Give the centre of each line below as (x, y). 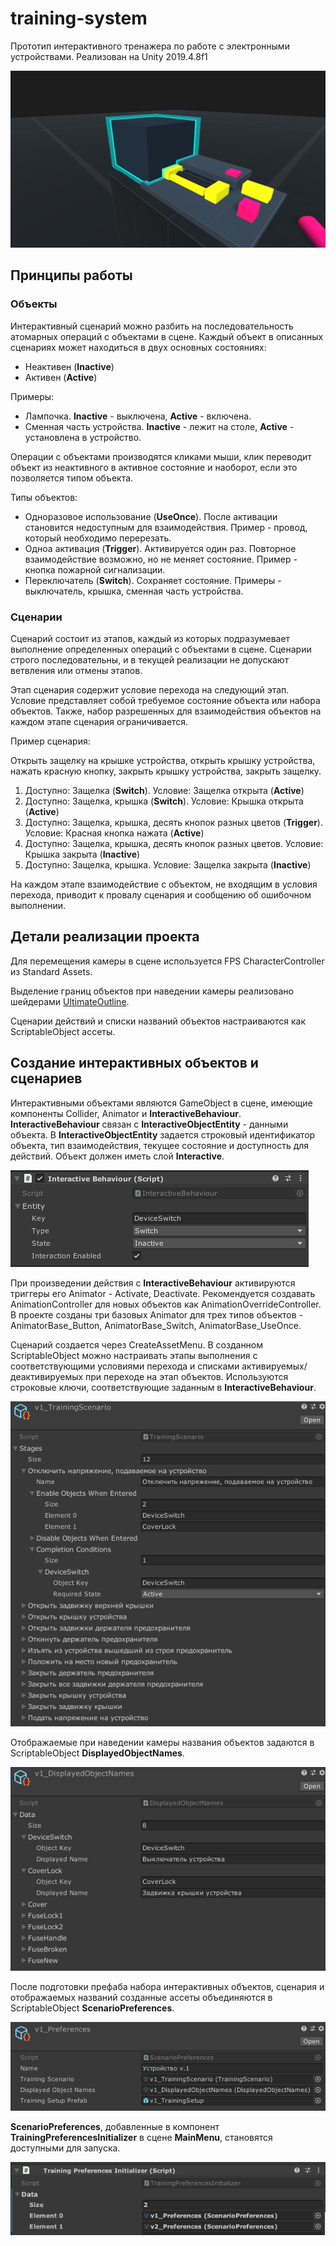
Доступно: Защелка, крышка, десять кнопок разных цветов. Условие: (174, 843)
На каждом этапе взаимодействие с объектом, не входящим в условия (164, 884)
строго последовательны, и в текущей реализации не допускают (150, 659)
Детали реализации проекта (105, 937)
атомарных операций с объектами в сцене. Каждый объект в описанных (167, 336)
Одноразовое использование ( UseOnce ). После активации (151, 516)
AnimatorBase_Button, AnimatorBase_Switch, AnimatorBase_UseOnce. (156, 1325)
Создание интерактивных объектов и (134, 1063)
